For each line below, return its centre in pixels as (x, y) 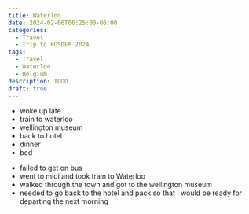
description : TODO (38, 81)
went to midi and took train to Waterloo (82, 176)
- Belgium (31, 74)
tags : (17, 52)
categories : (27, 30)
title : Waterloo (35, 15)
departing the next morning (64, 201)
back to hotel (41, 136)
